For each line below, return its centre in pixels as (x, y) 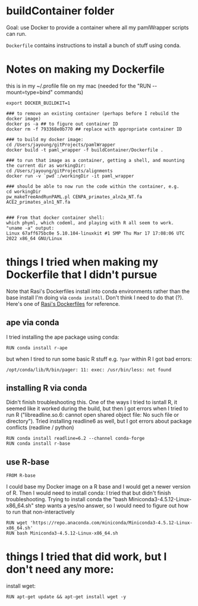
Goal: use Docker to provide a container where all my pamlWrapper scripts (98, 27)
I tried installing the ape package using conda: (63, 337)
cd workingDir (24, 192)
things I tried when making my (82, 262)
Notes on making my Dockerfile (86, 69)
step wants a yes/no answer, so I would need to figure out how (111, 506)
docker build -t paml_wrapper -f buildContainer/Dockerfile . (85, 150)
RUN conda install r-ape (37, 348)
